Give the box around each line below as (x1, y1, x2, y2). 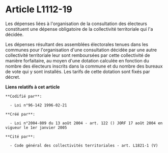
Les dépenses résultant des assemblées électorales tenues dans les (5, 41, 149, 47)
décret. (5, 74, 20, 80)
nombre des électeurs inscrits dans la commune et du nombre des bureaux (5, 63, 163, 69)
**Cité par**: (5, 134, 36, 139)
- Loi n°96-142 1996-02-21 (10, 102, 67, 108)
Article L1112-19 (5, 4, 72, 15)
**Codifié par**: (5, 94, 42, 99)
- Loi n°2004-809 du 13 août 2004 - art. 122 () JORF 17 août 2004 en (10, 120, 163, 126)
